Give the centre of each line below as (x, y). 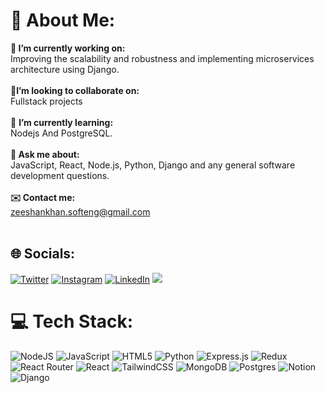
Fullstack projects (46, 101)
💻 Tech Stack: (72, 321)
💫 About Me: (63, 20)
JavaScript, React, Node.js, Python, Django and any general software (153, 165)
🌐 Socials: (43, 254)
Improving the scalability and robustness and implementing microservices (162, 58)
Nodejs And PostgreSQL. (61, 133)
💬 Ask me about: (45, 154)
